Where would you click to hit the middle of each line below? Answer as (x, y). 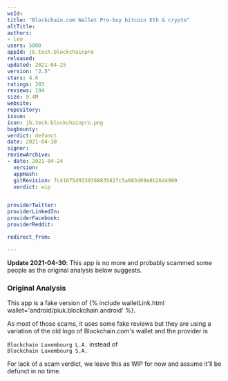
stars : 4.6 (23, 78)
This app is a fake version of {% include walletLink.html (86, 303)
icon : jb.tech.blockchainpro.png (55, 123)
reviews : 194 (26, 90)
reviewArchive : (29, 155)
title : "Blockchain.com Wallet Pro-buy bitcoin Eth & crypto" (98, 20)
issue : (17, 116)
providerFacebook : (34, 218)
